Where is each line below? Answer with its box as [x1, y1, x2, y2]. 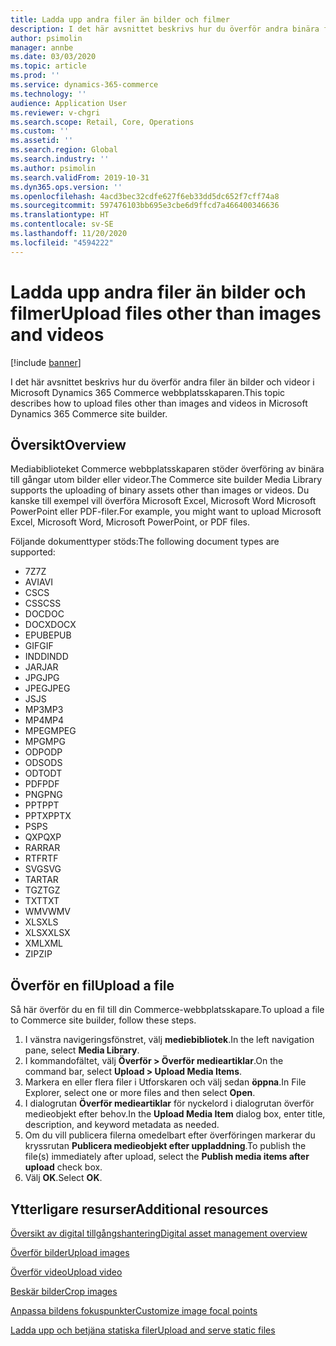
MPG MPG [24, 736, 66, 748]
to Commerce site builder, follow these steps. [10, 1014, 197, 1026]
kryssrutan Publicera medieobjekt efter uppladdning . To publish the [24, 1140, 307, 1152]
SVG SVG [24, 863, 62, 875]
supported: [10, 546, 56, 558]
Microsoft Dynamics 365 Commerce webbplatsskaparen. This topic [10, 386, 286, 398]
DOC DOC [24, 608, 65, 620]
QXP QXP [24, 831, 62, 843]
